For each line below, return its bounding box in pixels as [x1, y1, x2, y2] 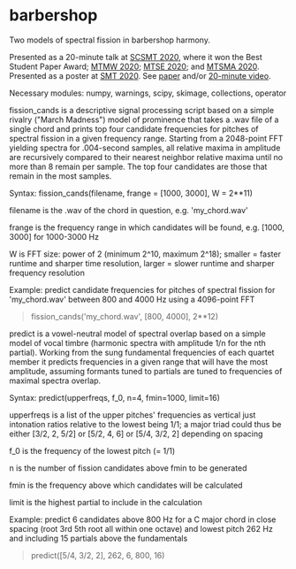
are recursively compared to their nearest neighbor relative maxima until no [9, 151, 284, 162]
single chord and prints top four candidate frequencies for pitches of [9, 123, 259, 134]
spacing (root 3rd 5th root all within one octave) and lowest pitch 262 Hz [9, 523, 274, 534]
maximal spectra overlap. [9, 375, 102, 386]
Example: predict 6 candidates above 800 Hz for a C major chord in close [9, 514, 277, 525]
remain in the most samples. [9, 170, 112, 181]
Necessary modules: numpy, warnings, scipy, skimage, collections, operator [9, 88, 287, 98]
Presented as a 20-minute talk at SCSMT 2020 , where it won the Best [9, 51, 262, 62]
